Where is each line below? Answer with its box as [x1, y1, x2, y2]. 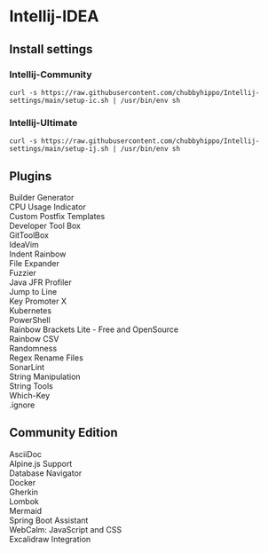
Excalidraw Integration [9, 533, 91, 544]
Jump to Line [9, 286, 58, 296]
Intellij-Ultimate [9, 116, 78, 129]
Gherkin [9, 486, 38, 497]
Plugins [9, 169, 52, 184]
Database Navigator [9, 468, 83, 478]
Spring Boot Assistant [9, 515, 89, 525]
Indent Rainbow [9, 249, 67, 259]
